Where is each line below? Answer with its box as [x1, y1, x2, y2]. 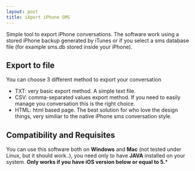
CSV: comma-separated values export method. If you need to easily [14, 94, 181, 101]
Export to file [6, 60, 55, 70]
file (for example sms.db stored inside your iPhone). [6, 43, 133, 50]
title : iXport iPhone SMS [6, 14, 70, 20]
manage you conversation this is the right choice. [14, 100, 135, 107]
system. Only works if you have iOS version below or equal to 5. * [6, 159, 168, 166]
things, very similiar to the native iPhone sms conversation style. [14, 113, 172, 120]
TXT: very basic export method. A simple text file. [14, 87, 136, 95]
